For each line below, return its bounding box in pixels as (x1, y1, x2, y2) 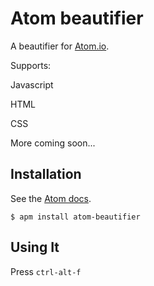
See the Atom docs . (10, 192, 92, 204)
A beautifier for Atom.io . (10, 40, 110, 52)
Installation (10, 166, 82, 183)
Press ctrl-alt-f (10, 265, 82, 277)
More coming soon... (10, 137, 96, 149)
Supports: (10, 59, 52, 71)
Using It (10, 239, 60, 256)
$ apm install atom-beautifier (10, 212, 141, 222)
